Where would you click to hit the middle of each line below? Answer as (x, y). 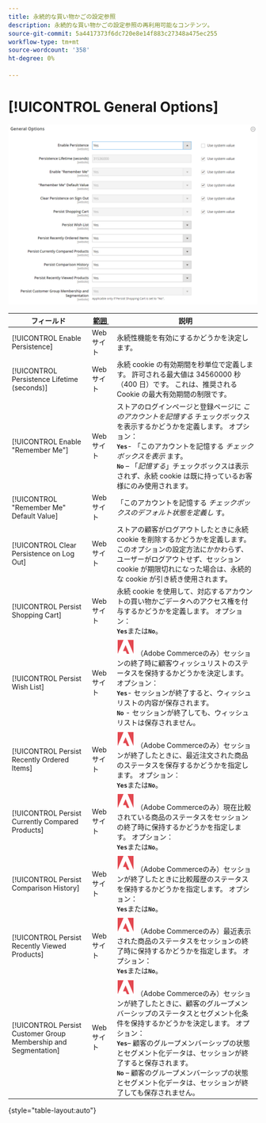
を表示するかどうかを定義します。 (172, 426)
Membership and (39, 1041)
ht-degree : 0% (32, 59)
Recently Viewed (39, 945)
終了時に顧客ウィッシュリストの (182, 663)
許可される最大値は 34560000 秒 (186, 374)
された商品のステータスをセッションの (179, 941)
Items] (22, 768)
